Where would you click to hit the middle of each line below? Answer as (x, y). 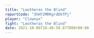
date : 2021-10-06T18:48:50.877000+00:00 (47, 28)
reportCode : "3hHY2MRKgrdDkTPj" (38, 14)
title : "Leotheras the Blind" (36, 10)
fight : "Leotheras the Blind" (36, 23)
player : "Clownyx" (24, 19)
